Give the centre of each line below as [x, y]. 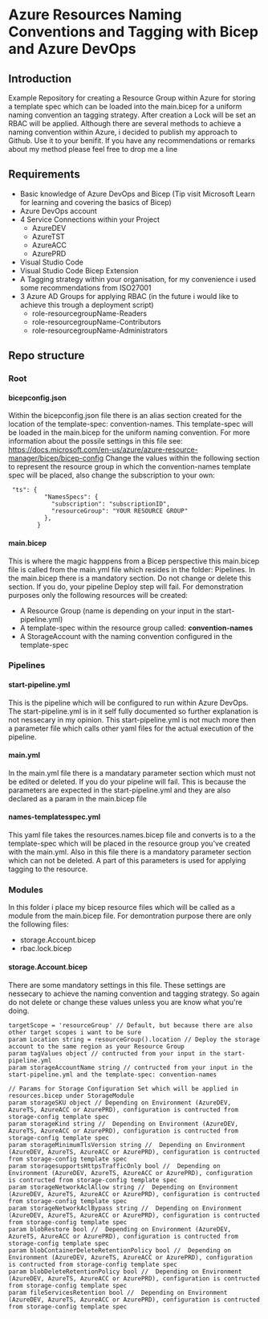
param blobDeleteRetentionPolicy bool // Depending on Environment [125, 1272]
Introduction [40, 78]
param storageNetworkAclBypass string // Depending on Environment [125, 1208]
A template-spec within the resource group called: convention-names [136, 628]
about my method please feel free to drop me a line [93, 149]
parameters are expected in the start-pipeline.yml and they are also [120, 790]
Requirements [44, 174]
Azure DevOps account [59, 211]
